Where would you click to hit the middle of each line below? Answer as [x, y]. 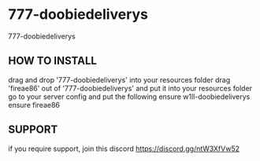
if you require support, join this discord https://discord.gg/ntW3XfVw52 [124, 148]
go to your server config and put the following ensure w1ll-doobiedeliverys [129, 97]
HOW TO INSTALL [52, 61]
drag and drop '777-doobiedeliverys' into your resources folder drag [119, 79]
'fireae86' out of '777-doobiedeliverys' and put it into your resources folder [130, 88]
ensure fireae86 [34, 104]
